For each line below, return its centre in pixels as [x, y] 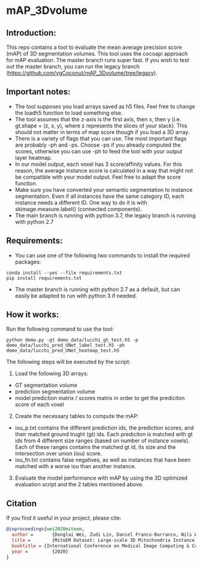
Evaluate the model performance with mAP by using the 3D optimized [101, 478]
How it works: [32, 315]
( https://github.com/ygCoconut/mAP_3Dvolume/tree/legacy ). [82, 73]
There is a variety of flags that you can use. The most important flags [101, 138]
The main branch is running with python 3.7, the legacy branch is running [105, 215]
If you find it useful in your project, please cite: [64, 518]
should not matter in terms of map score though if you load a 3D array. [102, 132]
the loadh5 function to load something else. [69, 113]
